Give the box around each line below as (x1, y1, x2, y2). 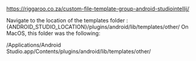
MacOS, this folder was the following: (6, 30, 101, 37)
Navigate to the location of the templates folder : (6, 17, 128, 24)
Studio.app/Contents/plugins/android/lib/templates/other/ (6, 48, 151, 55)
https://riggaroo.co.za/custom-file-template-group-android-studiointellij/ (6, 5, 190, 12)
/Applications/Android (6, 42, 61, 48)
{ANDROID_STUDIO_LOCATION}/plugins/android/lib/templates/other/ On (6, 24, 189, 30)
